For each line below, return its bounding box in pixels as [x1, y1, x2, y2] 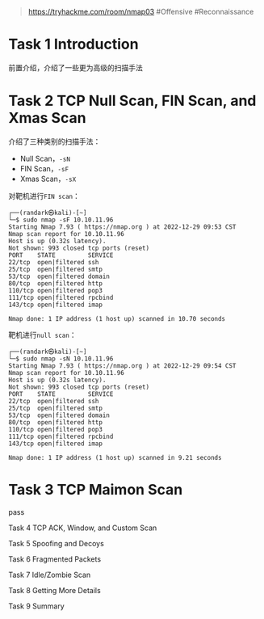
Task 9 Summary [8, 601, 65, 611]
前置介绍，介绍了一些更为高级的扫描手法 [8, 62, 143, 72]
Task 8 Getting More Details [8, 585, 101, 595]
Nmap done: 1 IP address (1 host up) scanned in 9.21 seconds [8, 453, 222, 461]
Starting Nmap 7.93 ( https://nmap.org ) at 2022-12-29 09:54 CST [8, 361, 237, 370]
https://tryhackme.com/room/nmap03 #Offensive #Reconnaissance [27, 7, 254, 16]
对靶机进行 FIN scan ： [8, 191, 81, 200]
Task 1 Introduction [8, 36, 139, 53]
